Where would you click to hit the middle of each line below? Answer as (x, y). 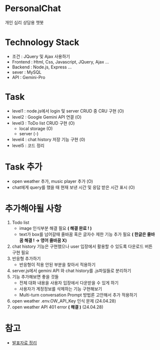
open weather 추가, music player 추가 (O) (52, 181)
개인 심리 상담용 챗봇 (24, 22)
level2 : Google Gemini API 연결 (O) (47, 117)
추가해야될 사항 (33, 208)
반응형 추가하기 (26, 258)
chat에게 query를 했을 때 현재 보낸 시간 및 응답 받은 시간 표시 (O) (73, 187)
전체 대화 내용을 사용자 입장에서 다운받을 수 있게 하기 (69, 283)
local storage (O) (36, 128)
